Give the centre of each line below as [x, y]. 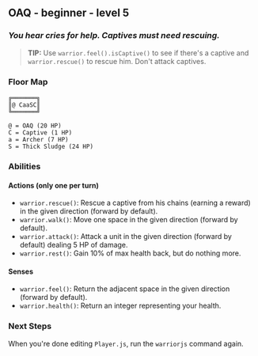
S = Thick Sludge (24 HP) [51, 146]
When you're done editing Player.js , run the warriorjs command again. [126, 343]
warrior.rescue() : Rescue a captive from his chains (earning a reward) [135, 203]
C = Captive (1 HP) [40, 133]
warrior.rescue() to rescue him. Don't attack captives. [117, 61]
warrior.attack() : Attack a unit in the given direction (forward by [125, 237]
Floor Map [28, 81]
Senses [21, 271]
